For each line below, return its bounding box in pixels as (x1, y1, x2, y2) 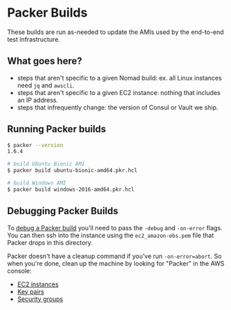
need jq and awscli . (17, 81, 75, 89)
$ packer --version (7, 141, 64, 148)
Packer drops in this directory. (7, 238, 93, 247)
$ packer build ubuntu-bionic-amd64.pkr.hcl (7, 167, 138, 174)
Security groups (17, 295, 64, 303)
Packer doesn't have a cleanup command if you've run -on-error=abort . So (7, 252, 222, 260)
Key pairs (17, 287, 44, 295)
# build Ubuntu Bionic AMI (7, 161, 85, 168)
